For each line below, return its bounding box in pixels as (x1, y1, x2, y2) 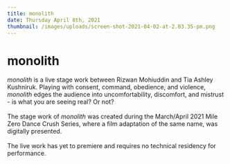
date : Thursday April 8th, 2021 (7, 17, 100, 24)
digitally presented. (7, 127, 62, 136)
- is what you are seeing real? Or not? (7, 98, 114, 106)
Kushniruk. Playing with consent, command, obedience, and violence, (7, 83, 206, 91)
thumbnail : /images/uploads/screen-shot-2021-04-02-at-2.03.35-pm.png (7, 23, 215, 30)
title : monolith (7, 10, 54, 17)
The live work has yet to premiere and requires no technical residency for (7, 142, 216, 150)
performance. (7, 149, 46, 158)
